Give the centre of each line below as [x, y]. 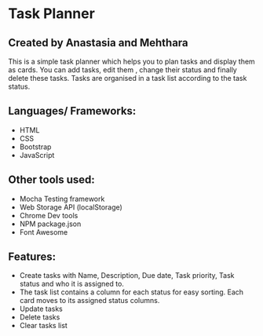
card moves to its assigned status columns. [89, 301]
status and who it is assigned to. [71, 284]
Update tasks [41, 309]
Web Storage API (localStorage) [71, 207]
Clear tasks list [44, 326]
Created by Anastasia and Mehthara [98, 43]
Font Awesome [44, 232]
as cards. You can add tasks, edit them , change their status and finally [122, 70]
